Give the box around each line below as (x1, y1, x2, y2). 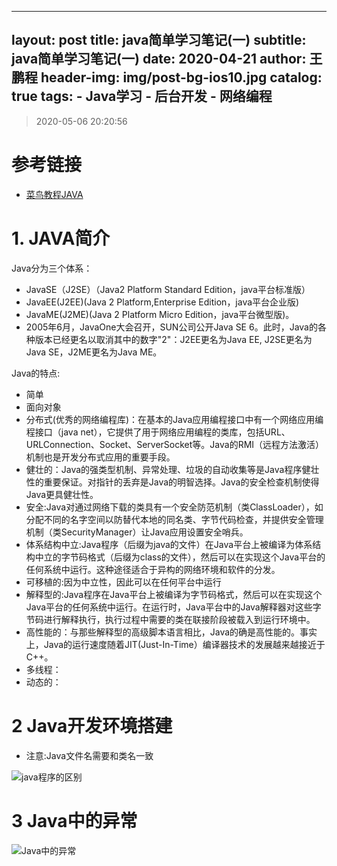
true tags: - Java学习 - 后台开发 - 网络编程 (11, 88, 273, 105)
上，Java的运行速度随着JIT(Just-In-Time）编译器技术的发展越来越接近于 (25, 638, 326, 650)
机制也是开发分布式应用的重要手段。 (25, 451, 176, 463)
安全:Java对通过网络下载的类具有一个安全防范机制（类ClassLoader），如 (25, 501, 324, 513)
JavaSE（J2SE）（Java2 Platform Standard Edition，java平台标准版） (25, 283, 311, 295)
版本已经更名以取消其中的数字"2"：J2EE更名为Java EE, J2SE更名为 (34, 333, 313, 345)
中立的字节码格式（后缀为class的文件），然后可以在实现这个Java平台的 (34, 551, 326, 563)
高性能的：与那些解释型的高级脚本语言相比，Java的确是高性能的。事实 (25, 626, 318, 638)
